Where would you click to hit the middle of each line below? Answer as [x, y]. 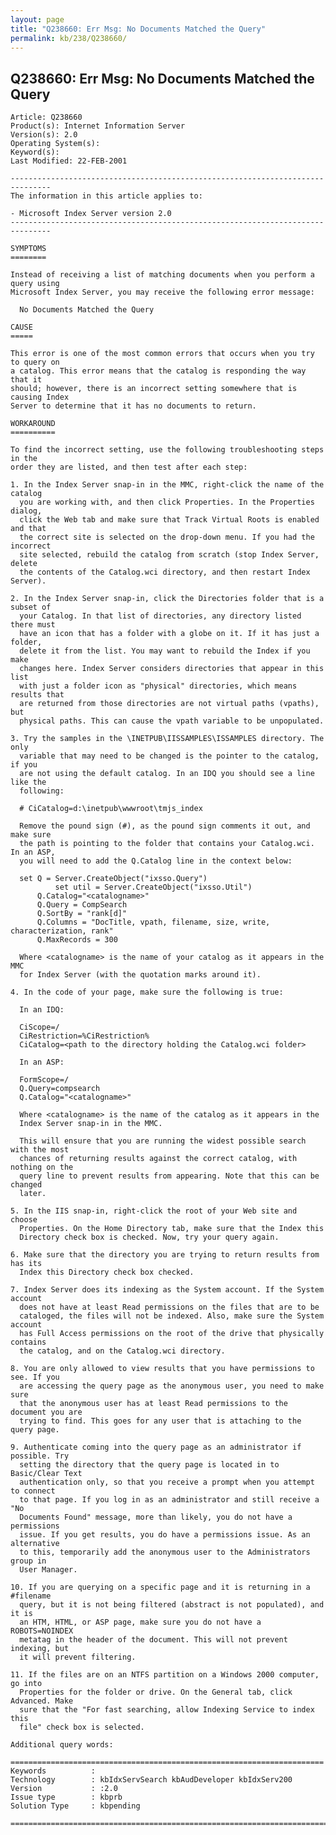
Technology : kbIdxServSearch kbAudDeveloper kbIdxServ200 [151, 1780]
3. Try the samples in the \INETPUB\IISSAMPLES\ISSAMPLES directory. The [167, 739]
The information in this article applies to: [106, 196]
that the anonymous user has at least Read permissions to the [153, 1404]
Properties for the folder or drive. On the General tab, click [156, 1692]
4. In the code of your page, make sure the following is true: [147, 992]
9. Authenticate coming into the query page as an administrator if [156, 1447]
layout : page [37, 19]
